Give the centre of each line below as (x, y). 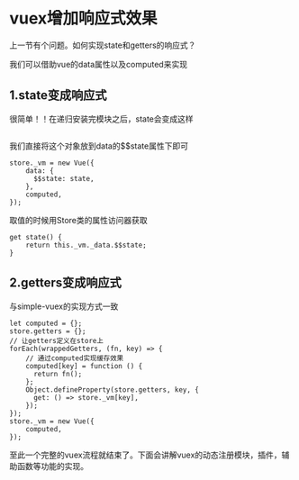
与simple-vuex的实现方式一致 (64, 306)
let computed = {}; (46, 323)
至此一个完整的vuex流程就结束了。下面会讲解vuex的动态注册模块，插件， (145, 455)
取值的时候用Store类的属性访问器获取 (79, 220)
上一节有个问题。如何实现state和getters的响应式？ (103, 45)
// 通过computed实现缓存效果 (75, 358)
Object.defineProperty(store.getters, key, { (113, 389)
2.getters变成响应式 (65, 283)
